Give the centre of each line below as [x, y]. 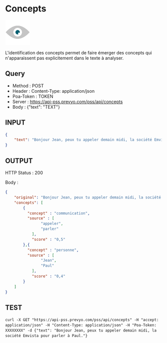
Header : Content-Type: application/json [53, 91]
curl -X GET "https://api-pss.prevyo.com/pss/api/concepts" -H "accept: [82, 320]
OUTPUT [19, 161]
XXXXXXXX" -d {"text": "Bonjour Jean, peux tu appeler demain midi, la [81, 331]
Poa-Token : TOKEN [33, 96]
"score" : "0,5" [48, 239]
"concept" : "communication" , [59, 213]
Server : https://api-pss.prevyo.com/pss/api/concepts [68, 101]
